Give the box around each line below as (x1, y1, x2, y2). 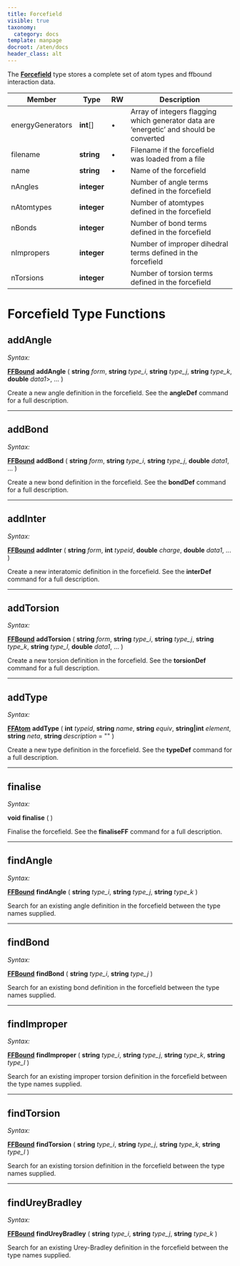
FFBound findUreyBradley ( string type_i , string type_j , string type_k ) (7, 1230, 218, 1237)
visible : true (7, 17, 50, 24)
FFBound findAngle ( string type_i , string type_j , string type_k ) (7, 887, 198, 896)
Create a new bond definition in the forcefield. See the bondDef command (7, 478, 226, 486)
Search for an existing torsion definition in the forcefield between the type (7, 1162, 225, 1170)
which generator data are (130, 115, 216, 125)
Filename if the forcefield (130, 144, 214, 154)
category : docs (14, 30, 59, 38)
